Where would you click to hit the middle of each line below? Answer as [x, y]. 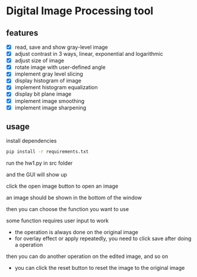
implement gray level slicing [49, 74]
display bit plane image [43, 94]
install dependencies [31, 141]
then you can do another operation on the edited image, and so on [87, 256]
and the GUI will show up [36, 175]
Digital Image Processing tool [80, 11]
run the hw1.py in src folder [39, 163]
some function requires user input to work [58, 221]
